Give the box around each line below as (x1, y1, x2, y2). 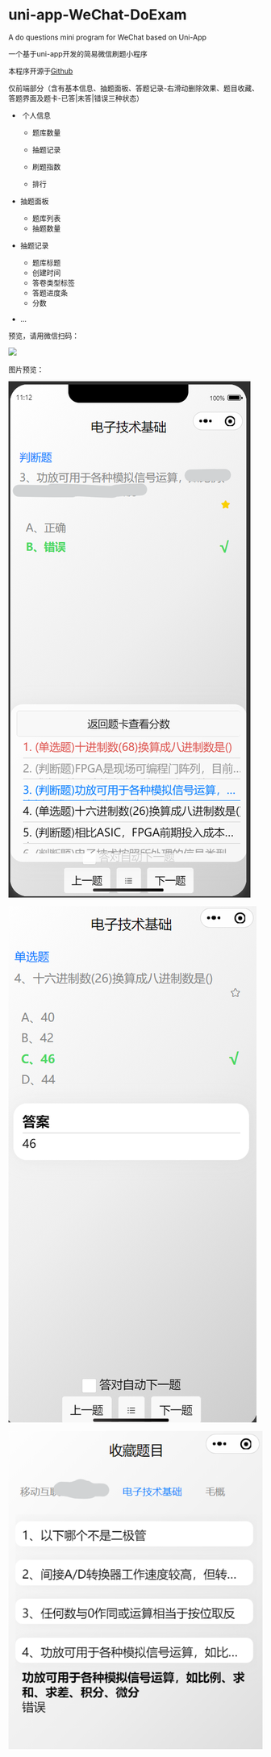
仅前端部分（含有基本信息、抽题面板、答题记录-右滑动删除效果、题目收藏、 (8, 83, 260, 93)
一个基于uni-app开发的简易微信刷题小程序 (8, 48, 148, 58)
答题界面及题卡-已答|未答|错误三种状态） (8, 93, 144, 102)
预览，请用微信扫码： (8, 331, 79, 340)
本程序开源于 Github (8, 66, 73, 76)
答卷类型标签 (31, 278, 75, 287)
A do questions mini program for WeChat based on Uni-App (8, 32, 207, 42)
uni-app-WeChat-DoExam (8, 6, 187, 24)
